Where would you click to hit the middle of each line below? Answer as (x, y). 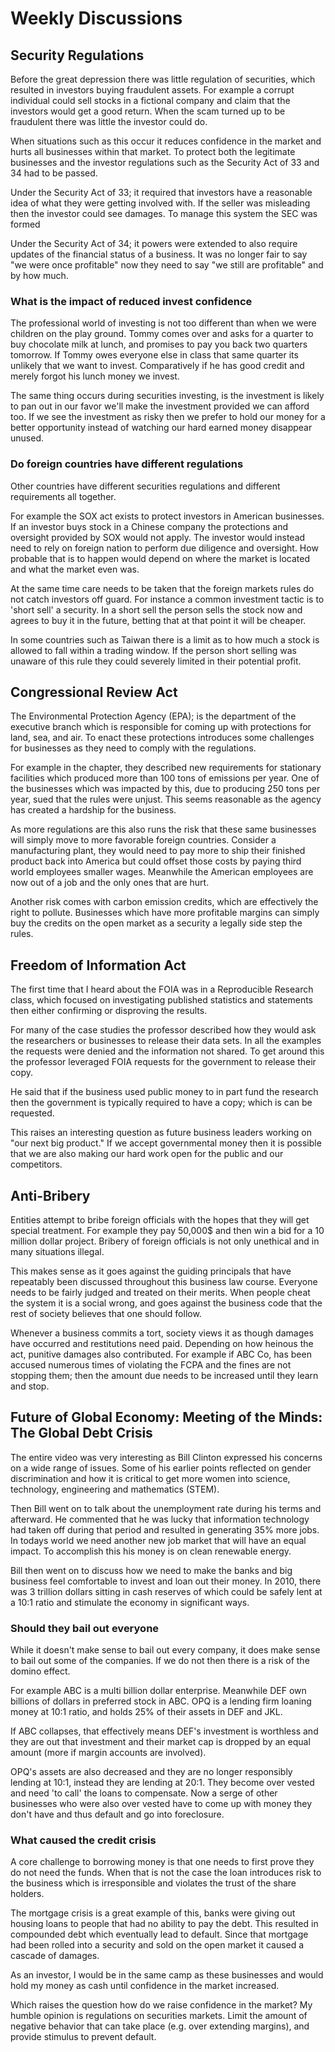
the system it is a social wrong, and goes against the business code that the (166, 1303)
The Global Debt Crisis (81, 1433)
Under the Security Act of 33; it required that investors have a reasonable (161, 192)
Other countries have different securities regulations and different (145, 486)
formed (25, 224)
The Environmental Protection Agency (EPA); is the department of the (153, 716)
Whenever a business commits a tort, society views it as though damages (162, 1333)
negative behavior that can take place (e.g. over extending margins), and (160, 2026)
